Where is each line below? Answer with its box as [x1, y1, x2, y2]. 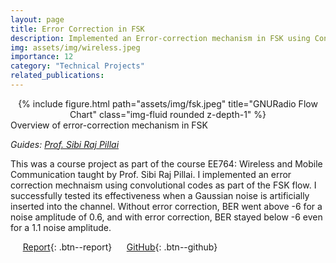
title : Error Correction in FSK [10, 24, 145, 34]
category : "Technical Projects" [10, 61, 145, 71]
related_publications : [10, 71, 105, 81]
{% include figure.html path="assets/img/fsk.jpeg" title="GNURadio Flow [18, 97, 318, 110]
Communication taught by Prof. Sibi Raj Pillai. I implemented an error [10, 168, 292, 180]
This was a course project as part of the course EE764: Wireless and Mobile [10, 157, 323, 170]
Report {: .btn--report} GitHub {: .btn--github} [22, 241, 218, 253]
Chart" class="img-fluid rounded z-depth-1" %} [69, 108, 267, 120]
